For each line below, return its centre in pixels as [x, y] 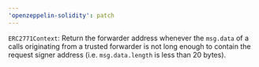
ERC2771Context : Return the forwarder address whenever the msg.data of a [129, 38]
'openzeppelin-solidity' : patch [61, 15]
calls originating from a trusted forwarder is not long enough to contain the [129, 46]
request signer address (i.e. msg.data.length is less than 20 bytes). [117, 54]
